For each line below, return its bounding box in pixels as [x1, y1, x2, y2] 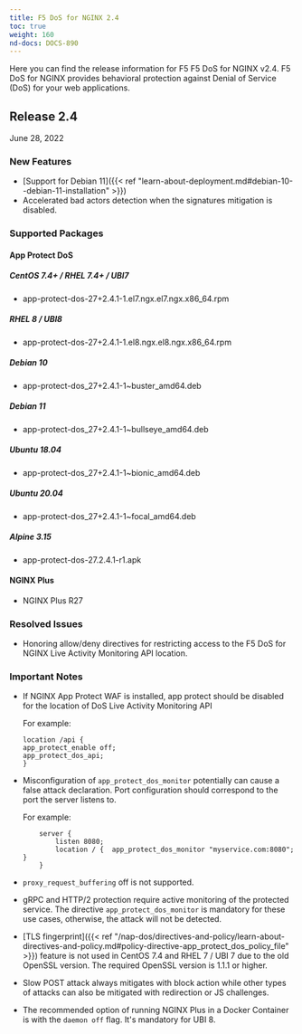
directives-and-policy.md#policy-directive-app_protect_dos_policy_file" [22, 941, 289, 952]
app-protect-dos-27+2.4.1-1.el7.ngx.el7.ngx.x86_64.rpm [22, 293, 230, 304]
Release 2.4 [9, 109, 79, 124]
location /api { [22, 735, 84, 745]
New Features [9, 155, 72, 167]
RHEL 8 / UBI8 [9, 314, 63, 325]
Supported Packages [9, 227, 104, 240]
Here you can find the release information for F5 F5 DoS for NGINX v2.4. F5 [9, 63, 291, 74]
